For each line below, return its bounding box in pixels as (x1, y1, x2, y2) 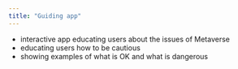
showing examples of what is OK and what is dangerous (19, 51, 209, 61)
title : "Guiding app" (8, 11, 82, 20)
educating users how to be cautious (19, 42, 141, 53)
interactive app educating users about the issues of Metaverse (19, 34, 230, 44)
